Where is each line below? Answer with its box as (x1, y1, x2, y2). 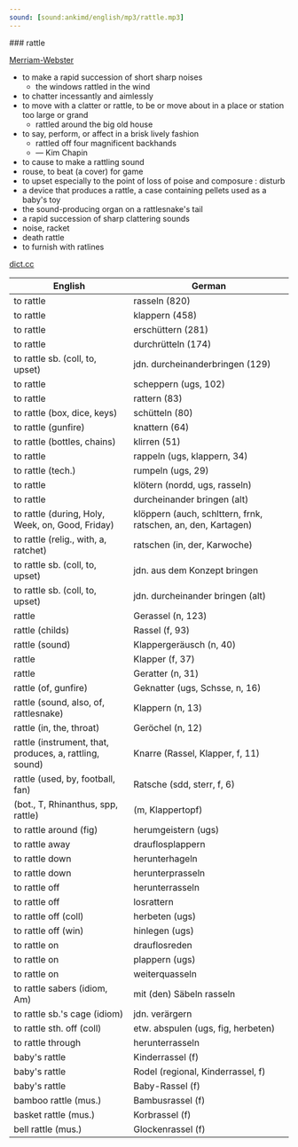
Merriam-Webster (9, 54, 74, 65)
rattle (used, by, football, (13, 773, 115, 785)
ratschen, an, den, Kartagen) (132, 518, 253, 530)
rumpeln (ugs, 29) (132, 464, 209, 476)
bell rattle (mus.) (13, 1123, 82, 1135)
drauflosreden (132, 939, 192, 951)
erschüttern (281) (132, 323, 209, 335)
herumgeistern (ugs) (132, 823, 220, 836)
